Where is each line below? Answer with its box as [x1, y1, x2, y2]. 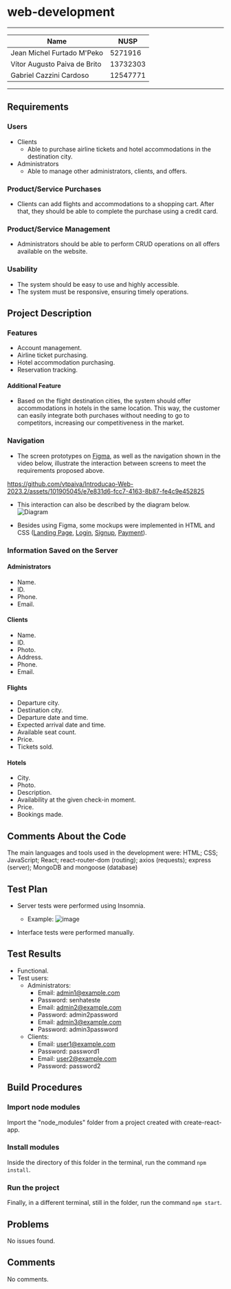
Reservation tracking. [16, 366, 78, 374]
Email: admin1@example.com [37, 988, 120, 997]
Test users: [16, 973, 49, 982]
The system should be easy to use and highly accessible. [16, 280, 180, 288]
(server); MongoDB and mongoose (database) [7, 863, 138, 872]
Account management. [16, 344, 82, 352]
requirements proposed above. [16, 466, 105, 474]
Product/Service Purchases [7, 184, 102, 194]
